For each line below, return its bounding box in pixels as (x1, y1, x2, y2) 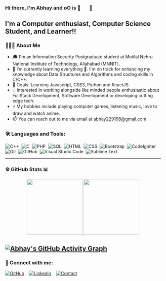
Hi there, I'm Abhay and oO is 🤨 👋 (5, 4, 93, 11)
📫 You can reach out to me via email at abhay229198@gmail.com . (12, 116, 148, 122)
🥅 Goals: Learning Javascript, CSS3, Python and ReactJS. (12, 81, 130, 88)
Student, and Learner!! (5, 27, 77, 36)
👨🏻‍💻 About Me (5, 42, 41, 49)
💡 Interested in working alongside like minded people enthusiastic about (12, 87, 160, 93)
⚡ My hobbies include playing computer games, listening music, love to (12, 103, 157, 109)
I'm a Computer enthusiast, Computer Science (5, 20, 151, 28)
